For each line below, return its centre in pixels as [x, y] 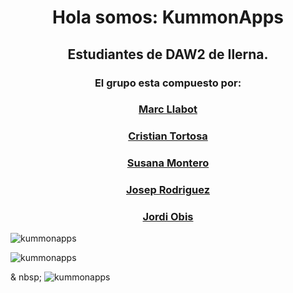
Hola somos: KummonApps [168, 17]
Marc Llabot [168, 109]
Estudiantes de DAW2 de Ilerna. [168, 54]
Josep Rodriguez [168, 190]
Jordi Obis [168, 217]
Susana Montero [168, 163]
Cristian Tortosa [168, 136]
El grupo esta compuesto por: [168, 83]
